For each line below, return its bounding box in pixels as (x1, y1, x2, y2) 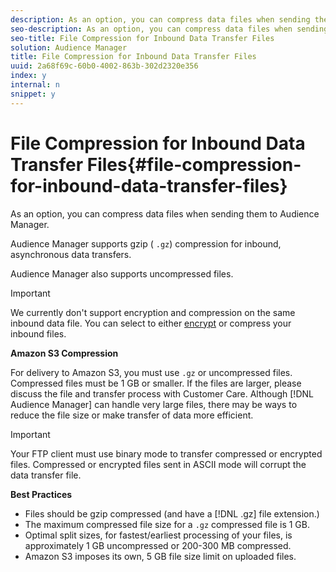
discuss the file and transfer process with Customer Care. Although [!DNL (10, 387, 314, 400)
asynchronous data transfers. (10, 248, 132, 260)
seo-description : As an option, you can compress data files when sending (10, 24, 329, 34)
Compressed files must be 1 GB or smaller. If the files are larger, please (10, 377, 302, 389)
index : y (10, 71, 47, 81)
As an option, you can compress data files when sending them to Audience (10, 207, 320, 220)
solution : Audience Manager (10, 42, 128, 53)
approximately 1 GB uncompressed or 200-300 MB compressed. (24, 539, 292, 551)
